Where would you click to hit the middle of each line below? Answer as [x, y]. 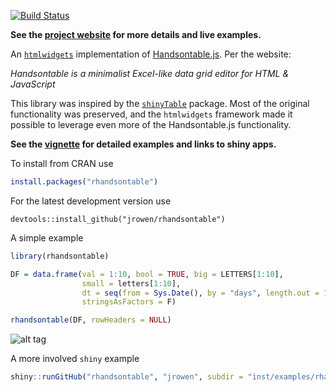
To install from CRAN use [62, 163]
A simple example [47, 237]
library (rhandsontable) [60, 256]
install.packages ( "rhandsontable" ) [84, 182]
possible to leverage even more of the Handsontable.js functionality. [151, 124]
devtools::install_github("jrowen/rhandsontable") [118, 219]
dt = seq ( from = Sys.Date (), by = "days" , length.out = [200, 293]
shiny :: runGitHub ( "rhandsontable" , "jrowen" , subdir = [127, 377]
